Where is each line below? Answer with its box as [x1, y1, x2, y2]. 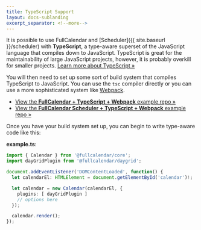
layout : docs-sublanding [6, 14, 69, 20]
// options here [17, 196, 59, 202]
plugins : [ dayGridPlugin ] [17, 191, 88, 197]
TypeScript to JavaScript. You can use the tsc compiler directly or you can [6, 80, 192, 87]
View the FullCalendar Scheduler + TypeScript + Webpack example [14, 105, 186, 112]
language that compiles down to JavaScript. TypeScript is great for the [6, 49, 182, 57]
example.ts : [6, 141, 37, 148]
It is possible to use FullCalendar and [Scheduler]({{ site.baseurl [6, 37, 165, 44]
